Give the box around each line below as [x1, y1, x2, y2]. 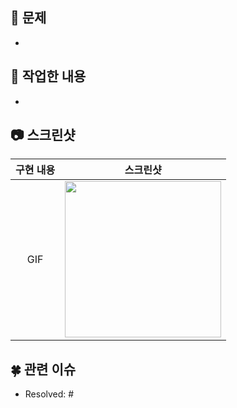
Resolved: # [24, 388, 75, 400]
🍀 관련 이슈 [10, 361, 77, 378]
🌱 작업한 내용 [10, 68, 87, 85]
